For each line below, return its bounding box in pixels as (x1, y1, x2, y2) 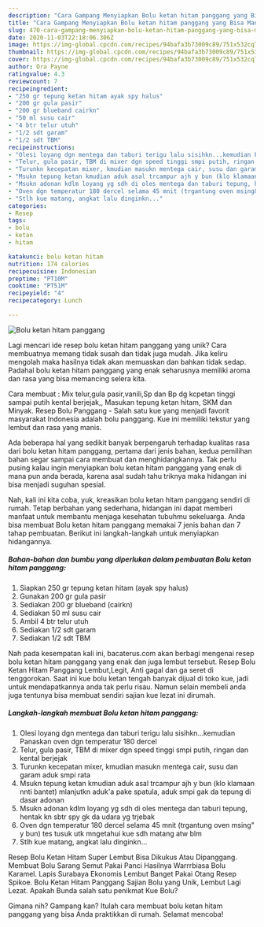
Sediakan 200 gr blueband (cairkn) (19, 599, 134, 609)
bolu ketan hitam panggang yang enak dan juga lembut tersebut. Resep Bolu (8, 657, 256, 666)
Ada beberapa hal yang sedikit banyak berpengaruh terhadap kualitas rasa (8, 438, 250, 447)
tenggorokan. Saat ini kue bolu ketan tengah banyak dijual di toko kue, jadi (8, 673, 249, 683)
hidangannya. (8, 536, 53, 546)
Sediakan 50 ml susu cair (19, 608, 102, 617)
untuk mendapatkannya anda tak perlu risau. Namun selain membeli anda (8, 682, 246, 692)
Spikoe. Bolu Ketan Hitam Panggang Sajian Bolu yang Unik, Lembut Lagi (8, 877, 241, 887)
